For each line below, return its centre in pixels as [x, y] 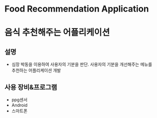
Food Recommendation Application [77, 9]
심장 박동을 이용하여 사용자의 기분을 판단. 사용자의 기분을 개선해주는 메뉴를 [82, 64]
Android [19, 105]
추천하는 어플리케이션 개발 [36, 71]
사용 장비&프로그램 [31, 87]
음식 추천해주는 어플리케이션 [57, 33]
